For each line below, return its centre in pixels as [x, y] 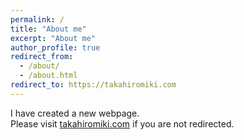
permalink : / [37, 19]
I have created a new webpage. [75, 113]
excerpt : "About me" [53, 38]
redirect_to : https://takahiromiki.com [93, 85]
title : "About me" [48, 29]
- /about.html [48, 76]
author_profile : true [55, 47]
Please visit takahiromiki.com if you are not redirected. [122, 123]
